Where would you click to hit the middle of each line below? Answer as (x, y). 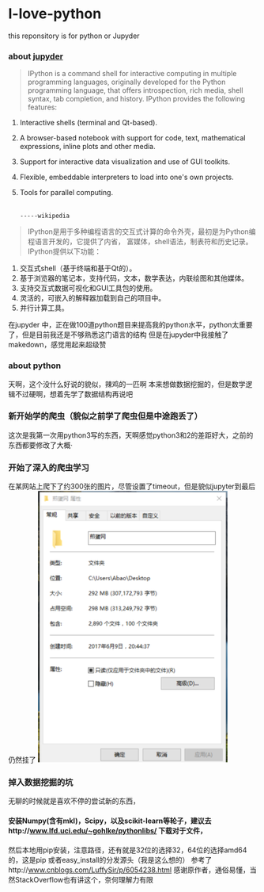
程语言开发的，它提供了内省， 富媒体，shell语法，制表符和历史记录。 (140, 242)
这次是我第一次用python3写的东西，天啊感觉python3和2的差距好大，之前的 (131, 435)
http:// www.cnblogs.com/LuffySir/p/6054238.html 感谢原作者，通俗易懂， (129, 870)
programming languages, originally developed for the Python (126, 82)
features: (42, 107)
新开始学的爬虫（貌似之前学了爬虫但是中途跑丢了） (106, 416)
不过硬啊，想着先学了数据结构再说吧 (74, 394)
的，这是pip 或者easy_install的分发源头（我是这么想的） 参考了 (110, 859)
